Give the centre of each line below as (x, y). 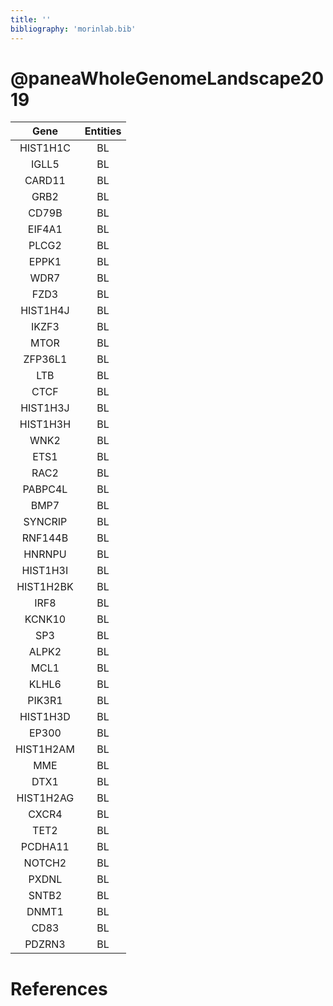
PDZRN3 (45, 944)
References (59, 988)
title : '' (31, 19)
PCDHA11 (45, 847)
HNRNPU (45, 554)
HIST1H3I (45, 571)
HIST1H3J (45, 408)
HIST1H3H (45, 424)
